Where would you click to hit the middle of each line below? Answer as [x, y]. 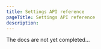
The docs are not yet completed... [48, 40]
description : [23, 23]
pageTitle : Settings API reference [51, 17]
